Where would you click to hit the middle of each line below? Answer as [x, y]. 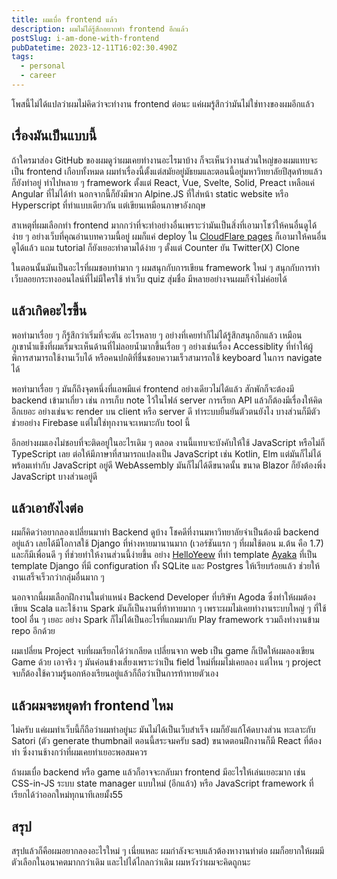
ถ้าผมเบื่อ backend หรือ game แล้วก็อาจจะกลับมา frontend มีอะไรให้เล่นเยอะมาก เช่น [158, 772]
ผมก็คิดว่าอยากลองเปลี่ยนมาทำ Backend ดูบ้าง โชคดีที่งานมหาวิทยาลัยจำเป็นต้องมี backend [165, 532]
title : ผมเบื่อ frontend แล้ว [64, 19]
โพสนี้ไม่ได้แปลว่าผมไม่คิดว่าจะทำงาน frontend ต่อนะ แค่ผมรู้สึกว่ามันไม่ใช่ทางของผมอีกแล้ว [163, 103]
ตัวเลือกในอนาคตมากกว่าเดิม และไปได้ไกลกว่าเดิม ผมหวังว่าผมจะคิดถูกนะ [131, 862]
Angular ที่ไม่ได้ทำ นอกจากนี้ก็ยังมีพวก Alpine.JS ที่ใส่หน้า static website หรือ [150, 193]
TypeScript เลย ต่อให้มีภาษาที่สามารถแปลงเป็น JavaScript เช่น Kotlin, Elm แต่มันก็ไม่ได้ [166, 453]
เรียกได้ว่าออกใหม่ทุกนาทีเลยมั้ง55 [67, 795]
